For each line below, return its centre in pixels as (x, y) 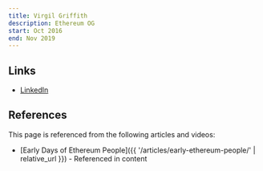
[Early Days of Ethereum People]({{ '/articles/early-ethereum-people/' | (138, 150)
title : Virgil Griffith (48, 16)
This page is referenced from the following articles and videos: (112, 134)
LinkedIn (34, 90)
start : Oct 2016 (35, 31)
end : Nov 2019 (32, 38)
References (38, 115)
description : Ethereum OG (51, 23)
